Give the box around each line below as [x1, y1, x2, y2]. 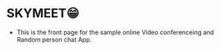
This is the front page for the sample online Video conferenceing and [16, 28, 215, 36]
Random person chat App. [16, 35, 92, 43]
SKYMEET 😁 [6, 5, 79, 21]
